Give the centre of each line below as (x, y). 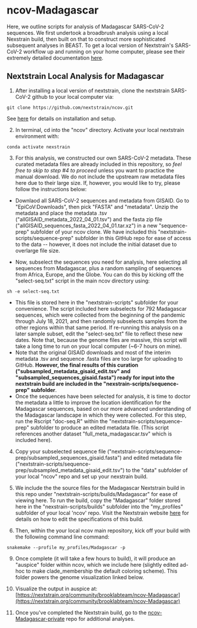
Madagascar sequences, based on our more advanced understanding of (103, 408)
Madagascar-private (40, 619)
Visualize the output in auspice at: (56, 589)
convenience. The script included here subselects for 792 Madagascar (101, 308)
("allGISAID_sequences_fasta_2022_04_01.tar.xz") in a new (86, 225)
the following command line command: (62, 537)
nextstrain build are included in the (59, 384)
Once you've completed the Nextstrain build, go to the (81, 612)
